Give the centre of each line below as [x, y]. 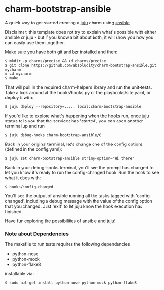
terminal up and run [25, 126]
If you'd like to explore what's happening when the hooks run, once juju [77, 116]
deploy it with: [19, 97]
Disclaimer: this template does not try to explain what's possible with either [81, 32]
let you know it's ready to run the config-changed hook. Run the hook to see [82, 172]
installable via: [20, 274]
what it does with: [23, 178]
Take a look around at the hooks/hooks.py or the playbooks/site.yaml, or [78, 92]
